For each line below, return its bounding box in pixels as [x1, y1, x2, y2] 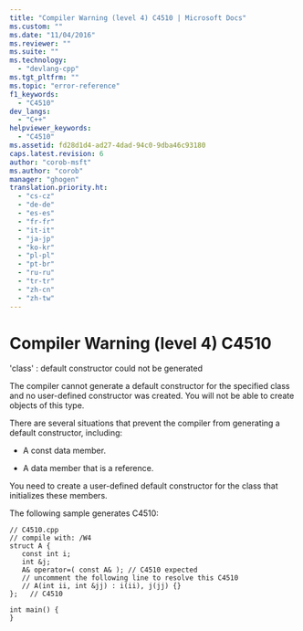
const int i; [21, 550, 71, 559]
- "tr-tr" [17, 277, 55, 286]
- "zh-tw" [17, 293, 55, 302]
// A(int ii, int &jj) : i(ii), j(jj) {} [21, 582, 182, 591]
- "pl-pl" [17, 251, 55, 260]
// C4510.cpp [9, 526, 59, 535]
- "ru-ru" [17, 268, 55, 278]
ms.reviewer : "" [9, 38, 71, 48]
